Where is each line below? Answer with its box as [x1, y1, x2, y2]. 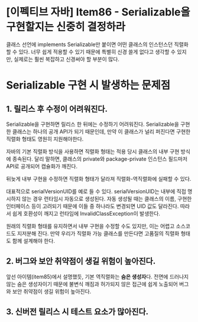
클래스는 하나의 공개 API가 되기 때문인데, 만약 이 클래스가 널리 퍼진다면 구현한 [12, 128, 191, 135]
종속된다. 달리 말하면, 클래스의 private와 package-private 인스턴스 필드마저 [12, 155, 188, 162]
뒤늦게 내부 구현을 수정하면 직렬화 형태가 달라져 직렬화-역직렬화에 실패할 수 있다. [6, 175, 191, 182]
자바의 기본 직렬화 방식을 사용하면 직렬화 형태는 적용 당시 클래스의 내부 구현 [6, 148, 180, 155]
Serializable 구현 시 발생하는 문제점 [6, 79, 170, 92]
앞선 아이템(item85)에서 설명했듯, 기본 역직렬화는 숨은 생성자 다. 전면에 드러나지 [6, 273, 189, 280]
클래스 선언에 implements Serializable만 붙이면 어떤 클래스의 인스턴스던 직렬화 [6, 41, 189, 48]
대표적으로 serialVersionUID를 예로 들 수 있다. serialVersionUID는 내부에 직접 [6, 187, 186, 195]
